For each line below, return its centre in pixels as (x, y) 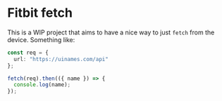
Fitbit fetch (40, 13)
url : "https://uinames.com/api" (61, 59)
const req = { (28, 53)
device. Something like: (41, 39)
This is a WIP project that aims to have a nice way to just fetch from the (111, 32)
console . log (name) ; (42, 85)
